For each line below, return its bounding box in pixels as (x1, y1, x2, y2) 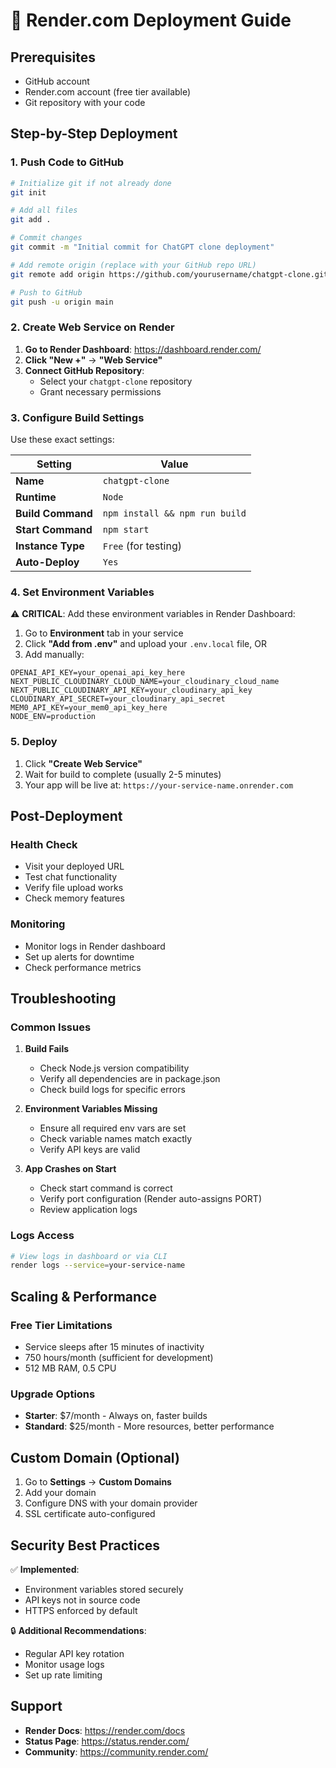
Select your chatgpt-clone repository (39, 375, 193, 387)
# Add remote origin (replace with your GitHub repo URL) (10, 260, 257, 270)
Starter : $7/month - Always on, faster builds (24, 1410, 208, 1422)
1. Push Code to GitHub (10, 155, 125, 169)
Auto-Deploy (15, 555, 80, 569)
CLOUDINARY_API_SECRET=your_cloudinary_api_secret (10, 694, 226, 704)
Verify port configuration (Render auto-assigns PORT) (39, 1193, 262, 1205)
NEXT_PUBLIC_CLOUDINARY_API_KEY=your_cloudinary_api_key (10, 685, 253, 696)
